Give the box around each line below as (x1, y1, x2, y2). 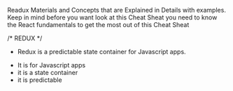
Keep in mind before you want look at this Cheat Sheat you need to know (7, 13, 218, 22)
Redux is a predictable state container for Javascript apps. (17, 48, 187, 56)
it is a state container (17, 69, 78, 76)
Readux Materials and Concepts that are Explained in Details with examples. (7, 6, 226, 14)
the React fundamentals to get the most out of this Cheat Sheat (7, 21, 190, 28)
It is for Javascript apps (17, 61, 86, 69)
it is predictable (17, 76, 62, 84)
